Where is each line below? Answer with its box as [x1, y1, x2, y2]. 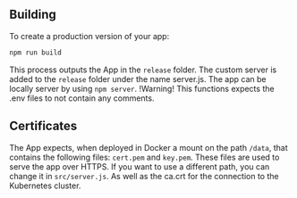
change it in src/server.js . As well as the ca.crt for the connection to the [9, 170, 279, 181]
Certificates [9, 119, 78, 134]
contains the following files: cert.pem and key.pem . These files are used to [9, 152, 280, 162]
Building [9, 7, 56, 22]
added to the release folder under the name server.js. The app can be [9, 73, 267, 84]
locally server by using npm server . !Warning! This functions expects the [9, 83, 275, 94]
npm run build [9, 48, 63, 57]
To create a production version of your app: [9, 30, 170, 41]
